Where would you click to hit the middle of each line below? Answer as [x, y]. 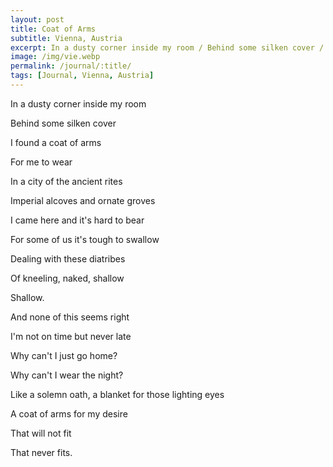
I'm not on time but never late [71, 336]
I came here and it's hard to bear [77, 220]
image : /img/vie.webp [55, 57]
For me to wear [41, 162]
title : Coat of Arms [53, 29]
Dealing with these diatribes [68, 258]
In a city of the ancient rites [66, 181]
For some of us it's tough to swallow [85, 239]
